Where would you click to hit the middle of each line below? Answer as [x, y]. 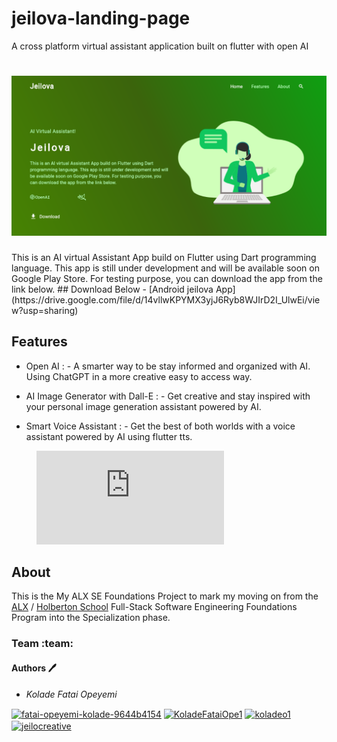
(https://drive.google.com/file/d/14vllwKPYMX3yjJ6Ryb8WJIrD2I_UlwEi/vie [166, 299]
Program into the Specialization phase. [91, 618]
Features [39, 342]
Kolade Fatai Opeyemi [71, 694]
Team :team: [42, 644]
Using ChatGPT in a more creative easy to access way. [139, 376]
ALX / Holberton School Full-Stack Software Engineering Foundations [154, 607]
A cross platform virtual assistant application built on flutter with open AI [160, 46]
